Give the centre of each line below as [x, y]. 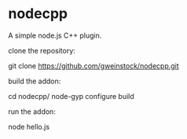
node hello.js [29, 126]
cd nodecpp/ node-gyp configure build [71, 96]
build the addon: [35, 81]
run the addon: [32, 112]
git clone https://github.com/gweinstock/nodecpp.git [93, 66]
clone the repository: [42, 50]
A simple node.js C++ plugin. [55, 35]
